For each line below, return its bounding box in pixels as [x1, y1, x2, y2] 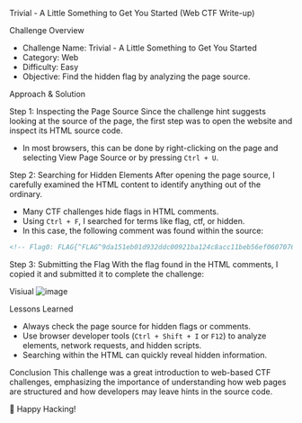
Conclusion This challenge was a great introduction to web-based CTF [9, 366, 271, 377]
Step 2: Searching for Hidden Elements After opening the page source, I [9, 170, 276, 180]
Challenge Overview [9, 25, 84, 35]
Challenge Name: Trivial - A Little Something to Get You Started [22, 42, 258, 53]
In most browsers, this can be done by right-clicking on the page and [22, 143, 279, 153]
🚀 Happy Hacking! [9, 403, 76, 414]
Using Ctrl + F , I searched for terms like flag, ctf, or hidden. [22, 216, 245, 226]
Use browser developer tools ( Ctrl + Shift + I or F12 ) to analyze [22, 330, 267, 341]
